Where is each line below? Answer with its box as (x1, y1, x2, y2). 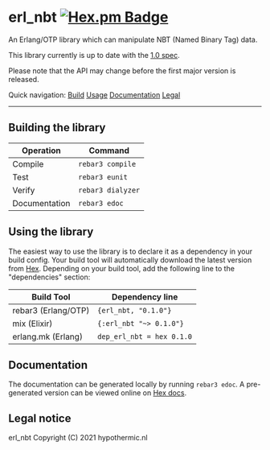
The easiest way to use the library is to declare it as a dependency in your (8, 246, 253, 256)
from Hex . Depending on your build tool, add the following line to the (8, 263, 235, 273)
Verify (12, 184, 35, 196)
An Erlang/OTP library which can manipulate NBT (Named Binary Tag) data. (8, 35, 258, 44)
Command (88, 145, 130, 156)
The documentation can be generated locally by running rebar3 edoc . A (8, 379, 245, 390)
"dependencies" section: (8, 272, 91, 282)
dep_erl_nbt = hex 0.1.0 (97, 332, 193, 341)
